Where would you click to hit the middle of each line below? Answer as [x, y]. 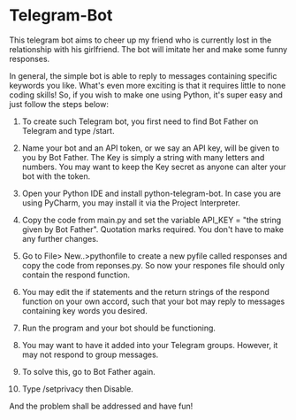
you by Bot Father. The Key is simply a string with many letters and [143, 157]
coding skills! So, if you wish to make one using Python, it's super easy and [146, 95]
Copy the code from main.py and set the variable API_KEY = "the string [152, 220]
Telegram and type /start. [68, 130]
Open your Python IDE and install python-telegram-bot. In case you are [151, 193]
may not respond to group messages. [90, 354]
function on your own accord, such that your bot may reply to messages [153, 301]
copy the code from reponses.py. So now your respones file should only [153, 265]
